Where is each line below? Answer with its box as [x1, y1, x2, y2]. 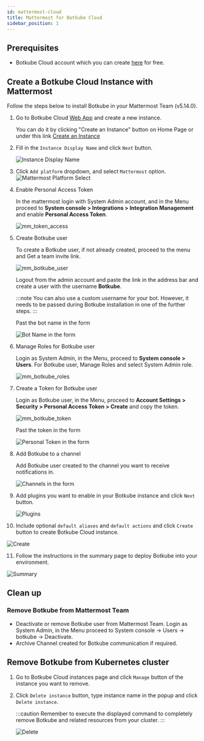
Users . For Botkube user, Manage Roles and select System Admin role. [15, 361, 193, 368]
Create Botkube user [15, 234, 68, 241]
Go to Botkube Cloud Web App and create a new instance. [15, 114, 162, 121]
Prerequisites [7, 43, 59, 53]
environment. [15, 558, 49, 566]
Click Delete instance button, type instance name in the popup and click [15, 692, 198, 699]
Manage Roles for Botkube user [15, 343, 95, 350]
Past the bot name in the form [15, 319, 90, 326]
